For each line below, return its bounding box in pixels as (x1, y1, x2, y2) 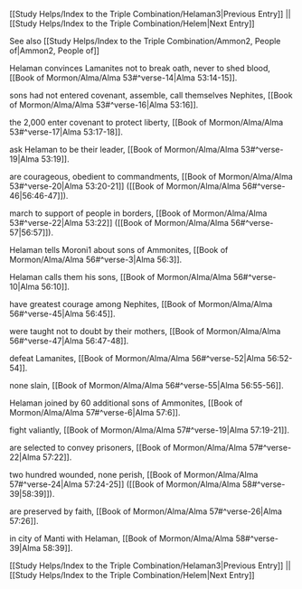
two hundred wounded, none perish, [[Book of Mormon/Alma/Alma (9, 470, 259, 480)
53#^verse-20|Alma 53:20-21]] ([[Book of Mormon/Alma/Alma (9, 181, 241, 192)
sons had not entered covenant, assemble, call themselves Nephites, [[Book (9, 90, 293, 100)
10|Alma (9, 281, 40, 292)
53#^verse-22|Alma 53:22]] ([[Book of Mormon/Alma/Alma (9, 218, 229, 228)
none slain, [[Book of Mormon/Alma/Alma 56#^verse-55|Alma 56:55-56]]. (9, 380, 284, 390)
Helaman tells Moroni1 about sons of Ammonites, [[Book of (9, 245, 229, 255)
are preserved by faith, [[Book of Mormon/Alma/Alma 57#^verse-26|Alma (9, 506, 283, 517)
